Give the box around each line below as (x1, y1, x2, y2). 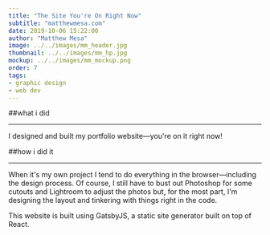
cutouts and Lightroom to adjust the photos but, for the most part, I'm (8, 187, 238, 197)
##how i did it (8, 147, 54, 156)
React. (8, 220, 30, 229)
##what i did (8, 108, 50, 118)
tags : (8, 71, 27, 79)
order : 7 (8, 64, 38, 72)
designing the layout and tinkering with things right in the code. (8, 196, 218, 205)
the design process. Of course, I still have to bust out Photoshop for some (8, 178, 253, 188)
